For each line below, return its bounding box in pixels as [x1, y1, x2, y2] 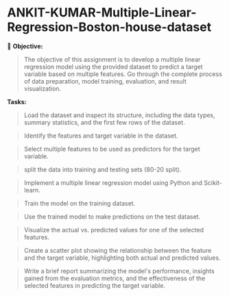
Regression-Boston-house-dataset [7, 19, 212, 35]
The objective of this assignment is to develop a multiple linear [23, 55, 201, 63]
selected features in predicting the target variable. [23, 281, 166, 289]
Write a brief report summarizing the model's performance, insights [23, 267, 215, 275]
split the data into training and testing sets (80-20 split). [23, 165, 182, 173]
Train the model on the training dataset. [23, 199, 136, 207]
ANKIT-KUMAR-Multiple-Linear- [7, 5, 197, 21]
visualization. [23, 84, 62, 92]
